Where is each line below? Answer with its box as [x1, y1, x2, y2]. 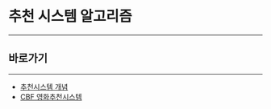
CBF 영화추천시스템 [19, 91, 82, 101]
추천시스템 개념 [19, 82, 69, 91]
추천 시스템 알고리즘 [8, 7, 133, 26]
